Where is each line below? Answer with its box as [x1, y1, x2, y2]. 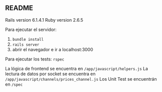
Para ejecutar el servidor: [5, 27, 57, 32]
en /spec [5, 81, 23, 87]
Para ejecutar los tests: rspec [5, 56, 64, 62]
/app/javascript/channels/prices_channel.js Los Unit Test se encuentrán [5, 76, 157, 82]
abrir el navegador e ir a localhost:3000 [12, 46, 93, 52]
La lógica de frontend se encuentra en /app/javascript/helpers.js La [5, 65, 148, 71]
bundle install [12, 37, 44, 42]
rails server [12, 42, 40, 47]
